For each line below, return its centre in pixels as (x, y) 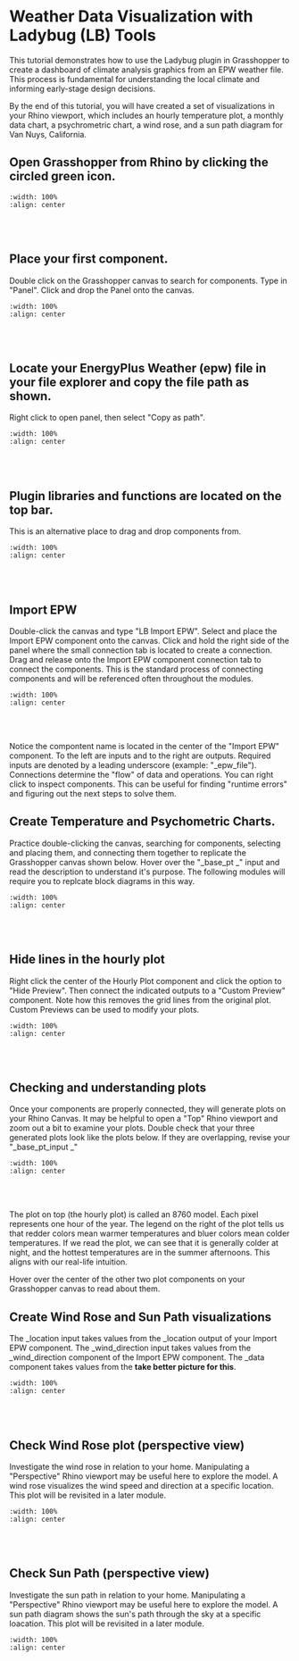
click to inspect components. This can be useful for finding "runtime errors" (149, 784)
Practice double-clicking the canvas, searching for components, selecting (145, 843)
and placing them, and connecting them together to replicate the (128, 852)
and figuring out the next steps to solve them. (93, 793)
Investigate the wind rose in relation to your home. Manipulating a (129, 1467)
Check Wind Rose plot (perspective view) (127, 1445)
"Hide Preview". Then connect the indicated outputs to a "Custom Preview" (147, 990)
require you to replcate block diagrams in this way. (102, 881)
